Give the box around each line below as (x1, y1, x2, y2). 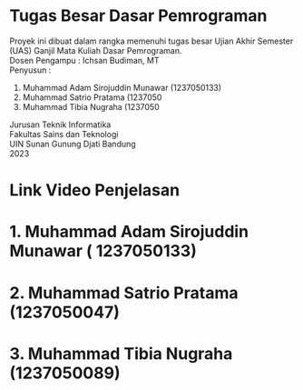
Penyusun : (9, 65, 52, 75)
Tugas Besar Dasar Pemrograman (9, 5, 268, 26)
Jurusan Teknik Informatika (9, 119, 112, 130)
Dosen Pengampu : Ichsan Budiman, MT (9, 55, 160, 65)
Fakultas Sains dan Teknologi (9, 128, 119, 139)
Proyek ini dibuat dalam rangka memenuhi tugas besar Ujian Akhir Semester (9, 35, 294, 46)
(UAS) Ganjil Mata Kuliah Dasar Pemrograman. (9, 45, 182, 55)
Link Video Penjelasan (9, 180, 180, 201)
